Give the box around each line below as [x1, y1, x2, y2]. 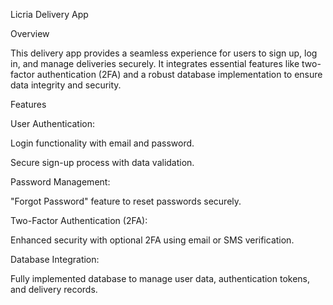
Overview [10, 28, 50, 39]
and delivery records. [10, 284, 98, 295]
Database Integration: [10, 254, 100, 265]
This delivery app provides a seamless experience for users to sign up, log [10, 47, 318, 59]
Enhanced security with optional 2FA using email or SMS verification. [10, 234, 295, 246]
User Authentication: [10, 118, 96, 129]
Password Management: [10, 176, 111, 188]
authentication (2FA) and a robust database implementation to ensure [36, 69, 323, 80]
